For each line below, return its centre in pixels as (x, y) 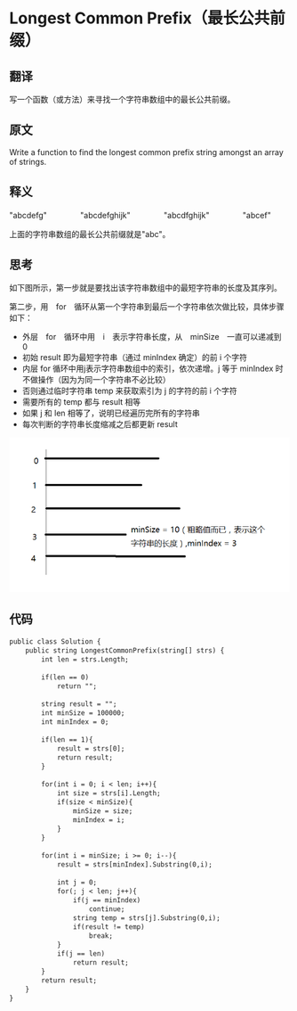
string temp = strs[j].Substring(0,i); (146, 918)
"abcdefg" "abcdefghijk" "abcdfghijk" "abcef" (140, 215)
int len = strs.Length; (85, 659)
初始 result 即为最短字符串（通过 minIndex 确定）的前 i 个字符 (134, 358)
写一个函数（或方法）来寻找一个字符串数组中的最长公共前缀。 (122, 99)
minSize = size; (103, 811)
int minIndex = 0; (75, 722)
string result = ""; (79, 704)
